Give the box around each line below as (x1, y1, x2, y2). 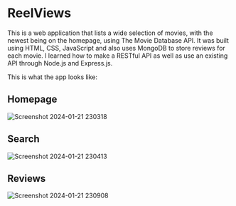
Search (7, 133, 41, 145)
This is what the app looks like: (7, 73, 98, 81)
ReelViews (7, 5, 72, 21)
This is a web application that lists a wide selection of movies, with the (7, 29, 213, 37)
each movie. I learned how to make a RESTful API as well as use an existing (7, 51, 228, 60)
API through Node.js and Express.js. (7, 58, 113, 67)
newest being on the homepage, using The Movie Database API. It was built (7, 36, 230, 44)
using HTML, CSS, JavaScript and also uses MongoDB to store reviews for (7, 43, 225, 52)
